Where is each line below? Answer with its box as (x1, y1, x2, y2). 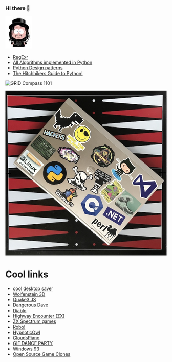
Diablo (12, 307, 27, 314)
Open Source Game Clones (12, 351, 71, 357)
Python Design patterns (12, 65, 63, 71)
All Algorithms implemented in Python (12, 59, 93, 66)
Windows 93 (12, 346, 40, 352)
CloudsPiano (12, 335, 40, 341)
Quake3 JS (12, 297, 36, 303)
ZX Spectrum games (12, 318, 56, 324)
